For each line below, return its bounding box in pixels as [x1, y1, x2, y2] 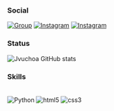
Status [7, 39, 30, 49]
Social [7, 6, 29, 15]
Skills [7, 71, 26, 81]
